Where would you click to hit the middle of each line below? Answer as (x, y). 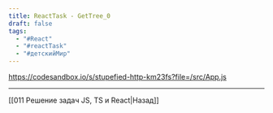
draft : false (30, 24)
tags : (17, 31)
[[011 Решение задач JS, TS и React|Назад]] (84, 100)
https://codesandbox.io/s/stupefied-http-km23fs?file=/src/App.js (118, 77)
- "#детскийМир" (43, 54)
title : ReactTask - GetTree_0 (60, 16)
